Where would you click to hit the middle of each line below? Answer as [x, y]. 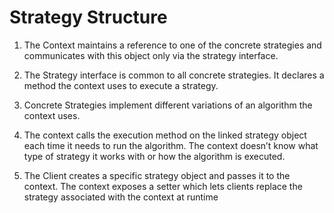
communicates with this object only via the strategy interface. [151, 55]
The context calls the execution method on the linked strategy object [165, 135]
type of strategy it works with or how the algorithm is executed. [154, 156]
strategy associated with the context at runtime [121, 197]
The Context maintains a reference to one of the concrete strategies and [172, 45]
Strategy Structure [88, 17]
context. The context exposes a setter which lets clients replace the [163, 186]
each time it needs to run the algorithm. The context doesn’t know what [171, 145]
